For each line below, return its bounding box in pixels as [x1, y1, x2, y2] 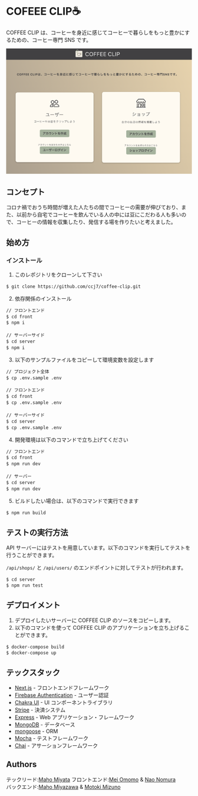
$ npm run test [6, 583, 44, 588]
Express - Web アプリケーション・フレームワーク [14, 714, 134, 721]
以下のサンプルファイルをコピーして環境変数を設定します [14, 356, 154, 363]
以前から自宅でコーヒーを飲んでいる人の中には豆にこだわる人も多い [16, 211, 181, 218]
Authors [6, 759, 37, 769]
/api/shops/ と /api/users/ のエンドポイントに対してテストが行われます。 [6, 564, 187, 571]
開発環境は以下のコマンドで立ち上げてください [14, 436, 128, 443]
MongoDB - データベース [14, 721, 75, 728]
